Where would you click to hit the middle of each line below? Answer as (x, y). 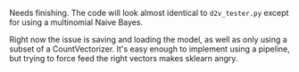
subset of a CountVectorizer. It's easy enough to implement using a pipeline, (149, 49)
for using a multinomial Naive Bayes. (76, 22)
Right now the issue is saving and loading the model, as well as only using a (148, 40)
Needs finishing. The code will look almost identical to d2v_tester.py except (149, 13)
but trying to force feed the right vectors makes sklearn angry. (124, 58)
